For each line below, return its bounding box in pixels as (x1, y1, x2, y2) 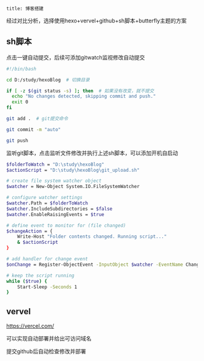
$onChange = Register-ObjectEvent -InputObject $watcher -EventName (6, 261, 183, 268)
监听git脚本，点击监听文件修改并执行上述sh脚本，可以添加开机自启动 (6, 149, 178, 157)
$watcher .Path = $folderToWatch (6, 200, 88, 206)
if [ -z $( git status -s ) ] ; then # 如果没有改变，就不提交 (6, 87, 154, 94)
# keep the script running (6, 272, 75, 278)
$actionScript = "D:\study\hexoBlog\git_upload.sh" (6, 167, 140, 173)
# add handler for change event (6, 256, 88, 262)
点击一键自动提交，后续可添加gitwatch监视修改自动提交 (6, 53, 145, 61)
